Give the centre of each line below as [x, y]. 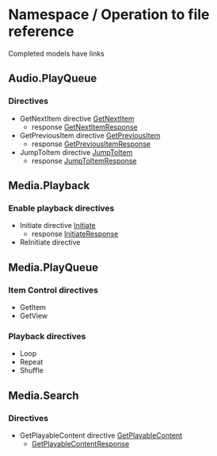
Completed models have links [56, 53]
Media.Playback [49, 185]
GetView [34, 316]
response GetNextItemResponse [84, 127]
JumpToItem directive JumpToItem [76, 152]
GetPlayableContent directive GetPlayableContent [101, 435]
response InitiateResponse [75, 234]
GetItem [32, 307]
